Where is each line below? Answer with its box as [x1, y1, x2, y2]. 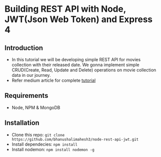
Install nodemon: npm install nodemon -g [11, 146, 95, 152]
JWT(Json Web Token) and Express [4, 14, 153, 25]
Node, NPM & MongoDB [11, 104, 60, 111]
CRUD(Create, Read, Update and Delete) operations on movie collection [11, 67, 157, 73]
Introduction [4, 44, 43, 52]
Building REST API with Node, [4, 3, 126, 15]
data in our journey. [11, 72, 51, 78]
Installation [4, 119, 40, 127]
